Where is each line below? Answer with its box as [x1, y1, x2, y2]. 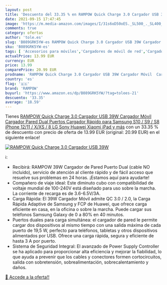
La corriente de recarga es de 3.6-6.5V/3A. [12, 190, 101, 196]
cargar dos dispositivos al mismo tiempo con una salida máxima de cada [12, 222, 161, 228]
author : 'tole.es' [5, 35, 43, 40]
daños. [12, 265, 27, 271]
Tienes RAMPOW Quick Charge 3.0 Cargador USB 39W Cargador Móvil [5, 113, 152, 119]
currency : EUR [5, 58, 35, 63]
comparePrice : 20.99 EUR [5, 68, 57, 73]
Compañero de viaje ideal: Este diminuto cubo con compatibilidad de [12, 180, 154, 186]
